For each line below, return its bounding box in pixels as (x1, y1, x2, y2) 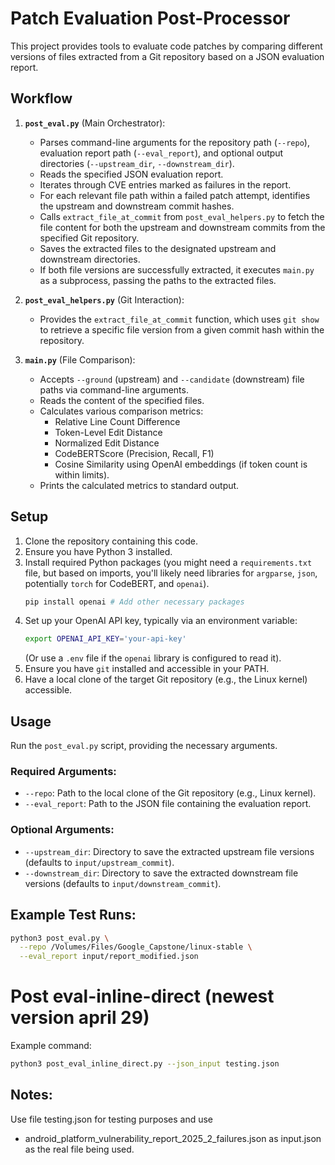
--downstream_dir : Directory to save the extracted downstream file (24, 867, 299, 879)
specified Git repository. (39, 232, 140, 244)
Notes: (10, 1087, 53, 1104)
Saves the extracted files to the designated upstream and (39, 242, 277, 254)
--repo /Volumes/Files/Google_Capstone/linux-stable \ (19, 942, 253, 952)
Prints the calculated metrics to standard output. (39, 479, 240, 491)
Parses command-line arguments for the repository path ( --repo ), (39, 136, 310, 148)
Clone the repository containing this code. (24, 535, 198, 547)
